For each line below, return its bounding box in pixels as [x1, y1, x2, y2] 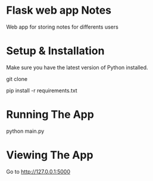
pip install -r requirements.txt [6, 87, 77, 94]
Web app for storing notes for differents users [6, 23, 119, 30]
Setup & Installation [6, 44, 105, 58]
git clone [6, 75, 28, 82]
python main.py [6, 127, 45, 135]
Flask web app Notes [6, 4, 112, 17]
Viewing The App [6, 148, 93, 161]
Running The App [6, 108, 94, 121]
